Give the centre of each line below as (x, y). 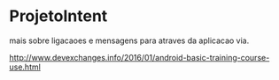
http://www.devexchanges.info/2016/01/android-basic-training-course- (139, 57)
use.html (25, 67)
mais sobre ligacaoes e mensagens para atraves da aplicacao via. (129, 40)
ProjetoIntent (58, 16)
